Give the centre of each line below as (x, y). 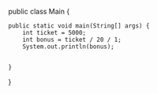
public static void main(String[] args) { (79, 26)
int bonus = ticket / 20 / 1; (72, 39)
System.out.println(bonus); (68, 47)
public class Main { (39, 11)
